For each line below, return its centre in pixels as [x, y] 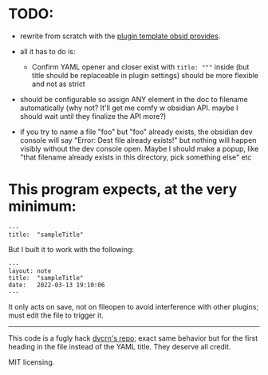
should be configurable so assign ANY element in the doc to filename [134, 99]
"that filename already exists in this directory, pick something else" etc [136, 157]
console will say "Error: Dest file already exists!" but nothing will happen [138, 140]
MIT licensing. [32, 362]
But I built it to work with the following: [71, 249]
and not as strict [58, 84]
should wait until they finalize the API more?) [93, 116]
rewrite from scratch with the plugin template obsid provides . [120, 36]
